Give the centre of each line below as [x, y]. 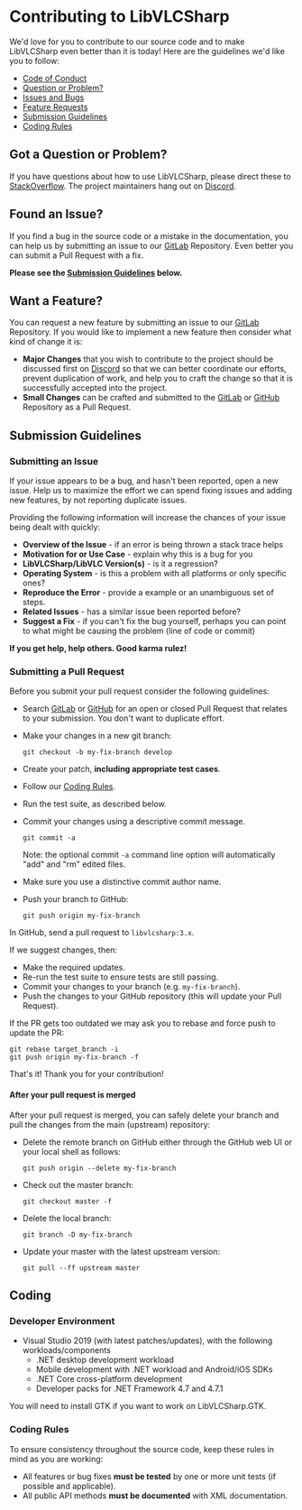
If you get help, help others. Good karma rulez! [98, 649]
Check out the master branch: [78, 1184]
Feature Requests [55, 106]
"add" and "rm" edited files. [74, 864]
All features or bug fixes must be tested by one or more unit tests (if [149, 1476]
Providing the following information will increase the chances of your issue [148, 518]
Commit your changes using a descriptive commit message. [134, 822]
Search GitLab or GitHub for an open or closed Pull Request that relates [155, 709]
